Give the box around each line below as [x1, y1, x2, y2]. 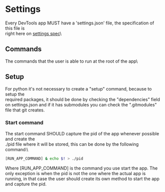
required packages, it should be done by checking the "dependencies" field [5, 96, 161, 102]
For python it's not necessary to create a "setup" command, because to [5, 86, 152, 92]
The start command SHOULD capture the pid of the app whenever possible [5, 130, 160, 136]
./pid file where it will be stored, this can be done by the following [5, 141, 139, 147]
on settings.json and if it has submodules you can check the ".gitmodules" [5, 101, 157, 107]
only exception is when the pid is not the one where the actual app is [5, 170, 146, 176]
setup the [5, 91, 25, 97]
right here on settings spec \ [5, 30, 62, 36]
